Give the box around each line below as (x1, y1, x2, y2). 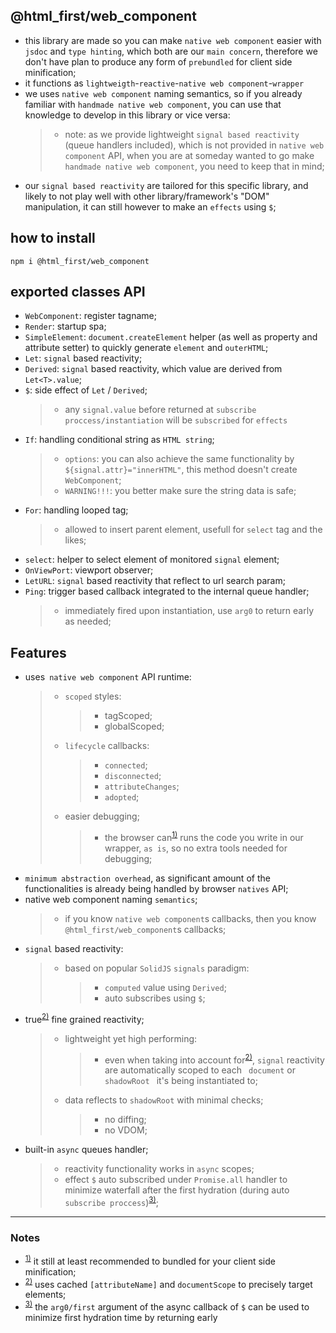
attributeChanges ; (104, 780, 180, 793)
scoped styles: (64, 690, 122, 703)
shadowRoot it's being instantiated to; (104, 1075, 258, 1087)
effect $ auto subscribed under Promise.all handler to (64, 1174, 288, 1186)
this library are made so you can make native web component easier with (24, 34, 322, 46)
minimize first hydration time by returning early (24, 1312, 218, 1324)
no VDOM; (104, 1124, 148, 1136)
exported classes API (10, 284, 146, 301)
